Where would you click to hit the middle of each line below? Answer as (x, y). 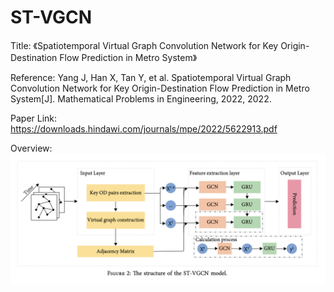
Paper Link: (34, 118)
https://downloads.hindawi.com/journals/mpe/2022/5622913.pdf (144, 128)
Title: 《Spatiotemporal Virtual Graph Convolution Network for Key (144, 45)
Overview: (31, 148)
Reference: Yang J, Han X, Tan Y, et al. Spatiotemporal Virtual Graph (151, 77)
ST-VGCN (51, 17)
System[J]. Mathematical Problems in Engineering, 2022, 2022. (141, 98)
